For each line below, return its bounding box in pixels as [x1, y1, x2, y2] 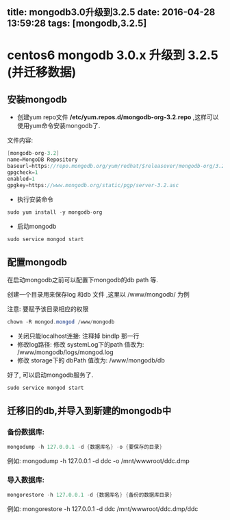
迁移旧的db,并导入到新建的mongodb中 [7, 405, 172, 417]
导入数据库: [7, 475, 45, 485]
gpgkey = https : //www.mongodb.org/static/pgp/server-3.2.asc [7, 182, 179, 188]
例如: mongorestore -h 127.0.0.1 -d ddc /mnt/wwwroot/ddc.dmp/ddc [7, 504, 199, 512]
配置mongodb [7, 256, 67, 268]
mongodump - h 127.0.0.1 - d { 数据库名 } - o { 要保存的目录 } [7, 443, 163, 450]
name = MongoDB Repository [7, 156, 78, 163]
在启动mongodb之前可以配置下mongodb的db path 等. [7, 276, 159, 284]
